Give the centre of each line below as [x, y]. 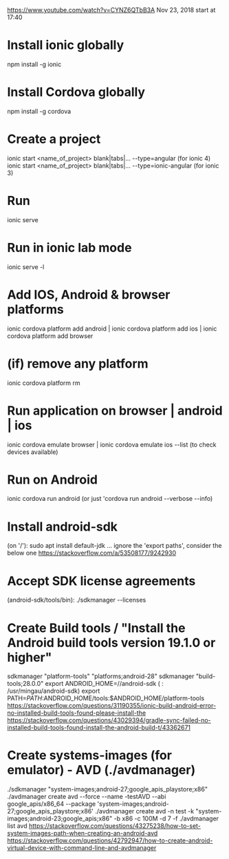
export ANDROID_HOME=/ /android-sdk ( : [104, 684]
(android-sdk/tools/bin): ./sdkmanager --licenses [77, 600]
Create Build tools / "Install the [96, 628]
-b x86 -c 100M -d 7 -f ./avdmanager [166, 819]
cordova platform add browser [50, 336]
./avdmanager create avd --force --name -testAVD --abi [87, 797]
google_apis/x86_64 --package [52, 804]
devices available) [33, 452]
